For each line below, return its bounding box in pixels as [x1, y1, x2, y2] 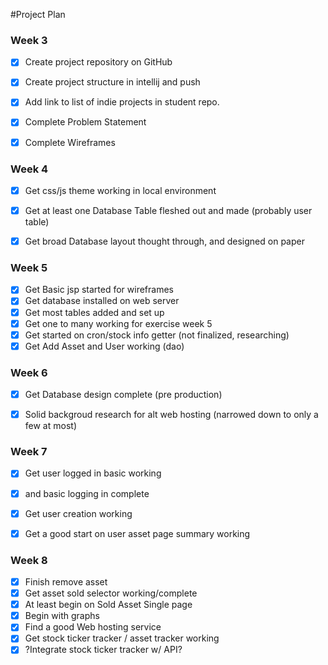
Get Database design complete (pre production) [24, 389, 223, 401]
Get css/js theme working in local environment [24, 184, 217, 196]
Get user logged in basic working [24, 467, 162, 479]
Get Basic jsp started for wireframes [24, 284, 174, 296]
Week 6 [10, 365, 48, 379]
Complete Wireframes [24, 136, 116, 148]
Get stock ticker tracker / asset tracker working [24, 632, 220, 644]
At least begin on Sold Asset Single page [24, 599, 193, 611]
